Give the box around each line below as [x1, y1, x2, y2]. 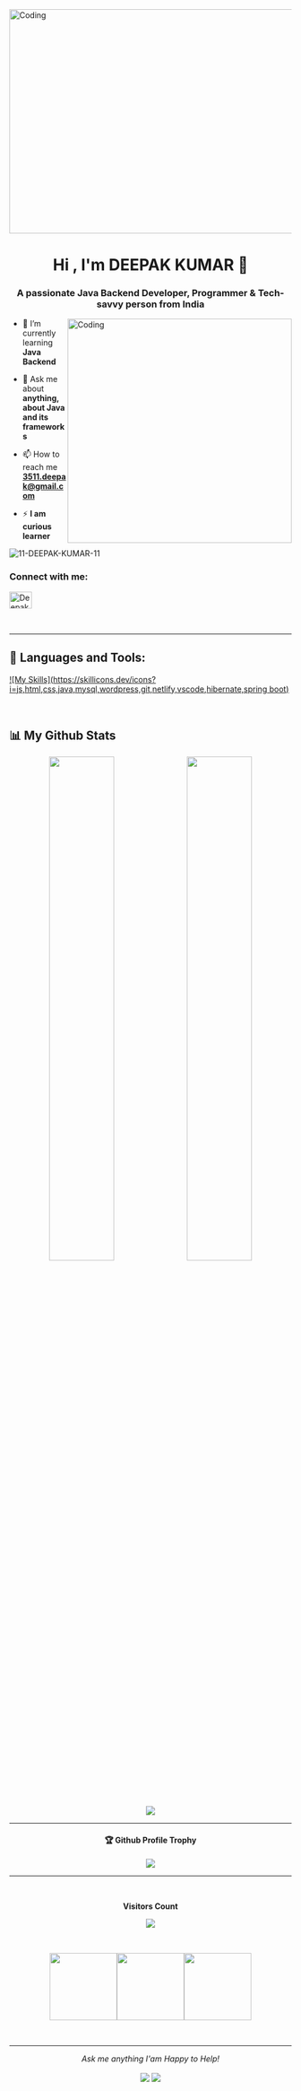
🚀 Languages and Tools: [9, 650, 146, 666]
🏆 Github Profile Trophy [104, 1834, 197, 1845]
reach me [21, 462, 58, 473]
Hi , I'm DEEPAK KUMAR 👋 [52, 255, 249, 275]
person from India [125, 298, 205, 310]
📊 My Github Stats [9, 727, 116, 743]
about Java [21, 403, 65, 414]
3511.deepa [21, 471, 66, 483]
